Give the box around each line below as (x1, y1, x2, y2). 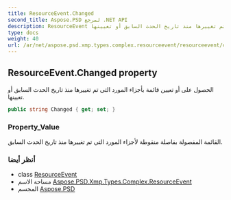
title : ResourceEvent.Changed (8, 10, 95, 17)
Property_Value (8, 122, 60, 132)
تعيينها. (8, 92, 25, 101)
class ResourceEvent (17, 171, 77, 179)
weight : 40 (8, 36, 39, 42)
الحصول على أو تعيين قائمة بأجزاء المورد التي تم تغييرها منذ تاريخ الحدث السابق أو (8, 85, 215, 93)
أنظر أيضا (8, 155, 36, 164)
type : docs (8, 29, 39, 36)
